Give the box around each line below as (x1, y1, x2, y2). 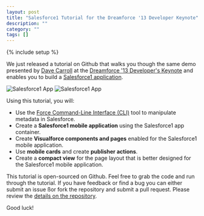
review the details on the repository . (6, 192, 97, 199)
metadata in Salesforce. (15, 116, 75, 123)
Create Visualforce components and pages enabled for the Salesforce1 (15, 135, 197, 143)
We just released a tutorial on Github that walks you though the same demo (6, 61, 196, 68)
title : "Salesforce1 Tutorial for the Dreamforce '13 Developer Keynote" (6, 15, 199, 21)
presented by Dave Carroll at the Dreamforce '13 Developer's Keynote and (6, 67, 194, 74)
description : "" (6, 20, 48, 26)
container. (15, 128, 41, 136)
